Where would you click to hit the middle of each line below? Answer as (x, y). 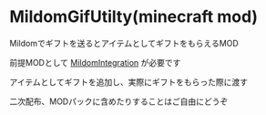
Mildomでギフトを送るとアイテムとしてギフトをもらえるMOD (124, 43)
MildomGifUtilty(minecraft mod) (133, 17)
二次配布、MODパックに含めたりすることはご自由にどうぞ (119, 101)
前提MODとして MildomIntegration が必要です (95, 62)
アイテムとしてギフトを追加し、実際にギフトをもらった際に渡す (129, 82)
